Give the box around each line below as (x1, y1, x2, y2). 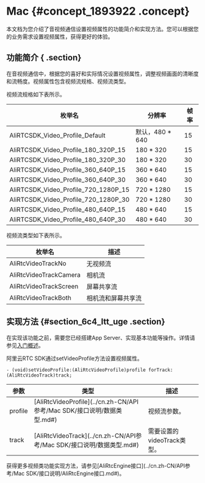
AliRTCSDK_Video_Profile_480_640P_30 (9, 215, 126, 224)
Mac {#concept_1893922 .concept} (6, 4, 190, 18)
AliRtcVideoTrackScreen (9, 282, 79, 290)
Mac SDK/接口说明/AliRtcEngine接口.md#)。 (13, 470, 125, 477)
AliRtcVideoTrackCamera (9, 270, 81, 279)
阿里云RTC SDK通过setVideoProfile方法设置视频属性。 (6, 355, 143, 362)
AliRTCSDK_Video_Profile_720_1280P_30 (9, 195, 130, 204)
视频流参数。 (148, 407, 185, 415)
